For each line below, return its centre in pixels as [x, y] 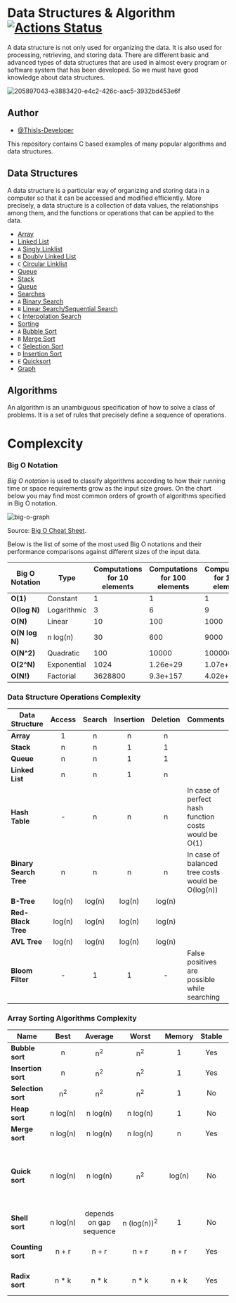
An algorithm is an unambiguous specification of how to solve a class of [111, 408]
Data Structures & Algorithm [91, 13]
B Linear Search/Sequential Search [67, 308]
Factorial [61, 676]
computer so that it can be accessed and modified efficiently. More [104, 198]
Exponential [67, 665]
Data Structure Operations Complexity [74, 697]
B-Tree [23, 901]
